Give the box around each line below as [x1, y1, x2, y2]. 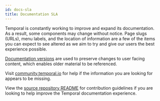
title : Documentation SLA [5, 12, 58, 17]
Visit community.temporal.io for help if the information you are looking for [5, 70, 153, 76]
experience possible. [5, 46, 47, 52]
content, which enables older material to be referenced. [5, 61, 117, 67]
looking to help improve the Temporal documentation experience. [5, 90, 137, 96]
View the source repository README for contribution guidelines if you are [5, 85, 153, 91]
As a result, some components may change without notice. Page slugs [5, 30, 147, 36]
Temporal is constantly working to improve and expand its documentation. [5, 25, 155, 31]
